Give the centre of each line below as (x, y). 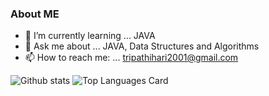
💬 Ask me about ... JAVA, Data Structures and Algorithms (142, 46)
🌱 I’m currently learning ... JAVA (90, 36)
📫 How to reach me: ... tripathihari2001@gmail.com (131, 58)
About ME (35, 14)
